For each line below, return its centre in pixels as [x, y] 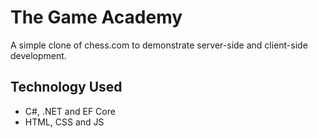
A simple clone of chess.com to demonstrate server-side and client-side [159, 45]
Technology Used [66, 87]
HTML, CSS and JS [64, 122]
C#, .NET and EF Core [70, 111]
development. [38, 55]
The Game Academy [96, 17]
